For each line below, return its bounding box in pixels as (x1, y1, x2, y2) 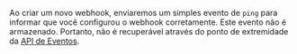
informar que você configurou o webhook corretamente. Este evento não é (9, 17, 286, 27)
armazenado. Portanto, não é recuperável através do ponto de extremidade (9, 27, 289, 36)
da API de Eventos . (9, 35, 80, 46)
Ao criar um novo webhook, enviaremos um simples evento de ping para (9, 8, 278, 18)
